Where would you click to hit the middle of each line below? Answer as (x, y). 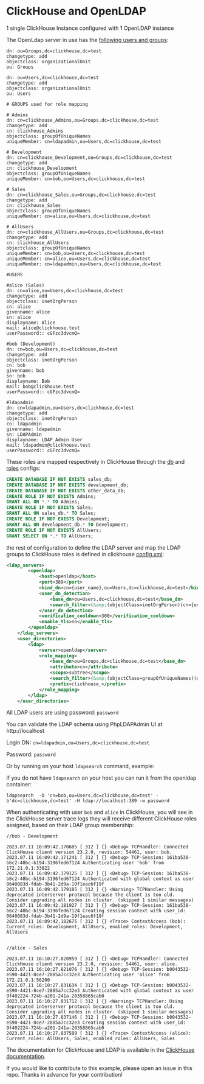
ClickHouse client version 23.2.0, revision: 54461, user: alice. (92, 964)
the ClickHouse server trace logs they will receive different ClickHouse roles (102, 819)
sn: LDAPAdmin (24, 434)
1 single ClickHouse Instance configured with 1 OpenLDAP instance (90, 28)
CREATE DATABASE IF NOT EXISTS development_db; (68, 485)
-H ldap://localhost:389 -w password (122, 801)
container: (19, 785)
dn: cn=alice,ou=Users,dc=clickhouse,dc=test (65, 290)
